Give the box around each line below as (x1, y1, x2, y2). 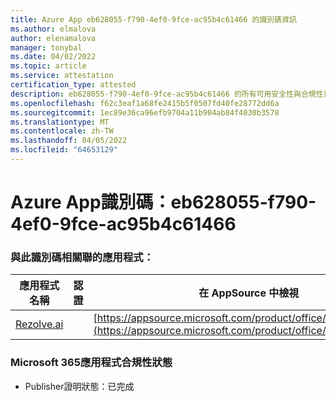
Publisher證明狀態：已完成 (24, 380, 135, 392)
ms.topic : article (10, 61, 87, 71)
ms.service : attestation (10, 71, 114, 81)
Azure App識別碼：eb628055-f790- (10, 191, 317, 214)
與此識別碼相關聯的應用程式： (10, 250, 155, 264)
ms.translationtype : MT (10, 117, 110, 127)
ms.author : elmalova (10, 24, 97, 34)
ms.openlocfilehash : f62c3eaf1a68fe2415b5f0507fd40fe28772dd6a (10, 98, 280, 108)
